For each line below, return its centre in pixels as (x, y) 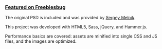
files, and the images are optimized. (41, 41)
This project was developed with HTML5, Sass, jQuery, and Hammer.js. (76, 27)
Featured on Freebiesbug (35, 7)
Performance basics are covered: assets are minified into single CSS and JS (81, 36)
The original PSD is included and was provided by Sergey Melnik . (70, 18)
